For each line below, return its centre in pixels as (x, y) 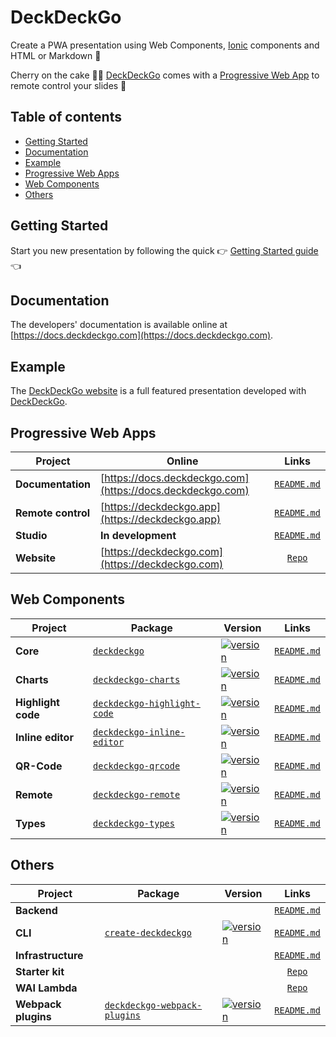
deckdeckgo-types (134, 823)
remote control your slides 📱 (68, 85)
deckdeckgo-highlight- (147, 703)
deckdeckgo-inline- (139, 732)
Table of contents (66, 117)
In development (138, 535)
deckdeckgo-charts (137, 679)
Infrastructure (49, 955)
